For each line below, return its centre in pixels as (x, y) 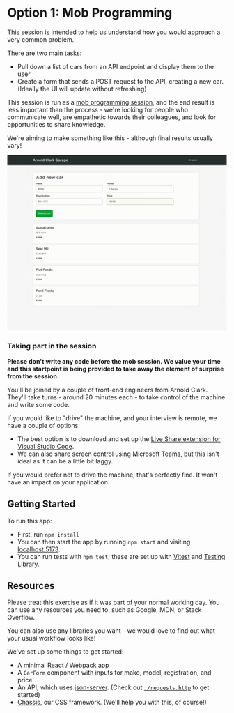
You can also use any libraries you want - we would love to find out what (111, 631)
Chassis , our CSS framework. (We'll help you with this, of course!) (112, 703)
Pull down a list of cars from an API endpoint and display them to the (116, 66)
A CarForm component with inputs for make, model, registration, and (114, 673)
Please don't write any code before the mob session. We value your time (114, 361)
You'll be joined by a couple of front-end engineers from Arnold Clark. (108, 390)
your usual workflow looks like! (52, 638)
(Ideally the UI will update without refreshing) (82, 89)
